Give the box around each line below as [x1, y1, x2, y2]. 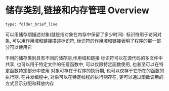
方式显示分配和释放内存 [5, 80, 54, 86]
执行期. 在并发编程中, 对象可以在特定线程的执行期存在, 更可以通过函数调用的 [5, 74, 163, 80]
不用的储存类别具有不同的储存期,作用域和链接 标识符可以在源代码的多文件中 [5, 54, 163, 61]
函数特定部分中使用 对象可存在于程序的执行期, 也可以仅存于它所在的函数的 [9, 67, 164, 74]
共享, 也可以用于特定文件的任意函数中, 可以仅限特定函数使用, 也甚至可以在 [5, 61, 159, 67]
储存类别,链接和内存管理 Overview [5, 5, 149, 16]
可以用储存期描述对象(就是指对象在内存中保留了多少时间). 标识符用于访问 [5, 31, 158, 37]
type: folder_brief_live [5, 21, 58, 27]
